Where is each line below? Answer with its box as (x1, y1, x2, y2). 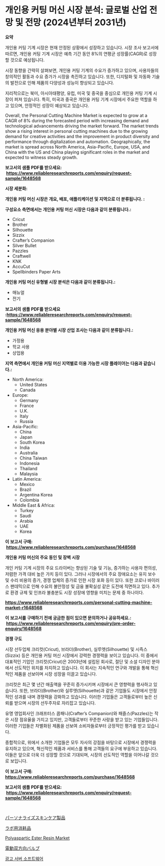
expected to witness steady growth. (5, 154, 78, 160)
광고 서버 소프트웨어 (5, 856, 43, 862)
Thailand (19, 465, 38, 471)
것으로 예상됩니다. (10, 57, 45, 63)
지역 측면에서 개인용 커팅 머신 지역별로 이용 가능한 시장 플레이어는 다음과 (5, 360, 143, 366)
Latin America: (12, 476, 42, 482)
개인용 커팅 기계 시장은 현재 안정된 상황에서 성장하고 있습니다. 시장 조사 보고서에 (5, 44, 159, 50)
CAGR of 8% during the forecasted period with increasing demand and (5, 117, 149, 123)
